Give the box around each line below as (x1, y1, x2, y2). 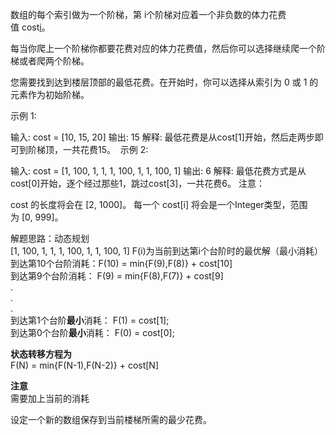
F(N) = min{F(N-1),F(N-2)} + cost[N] (10, 359, 160, 371)
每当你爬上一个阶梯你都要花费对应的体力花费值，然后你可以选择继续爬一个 (10, 43, 317, 54)
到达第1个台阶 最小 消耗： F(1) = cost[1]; (10, 314, 170, 326)
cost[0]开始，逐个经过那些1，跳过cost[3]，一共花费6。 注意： (10, 178, 265, 189)
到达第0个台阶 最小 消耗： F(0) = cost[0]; (10, 327, 175, 338)
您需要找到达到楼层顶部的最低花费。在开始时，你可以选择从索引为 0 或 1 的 (10, 76, 319, 88)
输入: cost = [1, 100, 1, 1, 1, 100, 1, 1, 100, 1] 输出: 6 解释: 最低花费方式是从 (10, 165, 307, 177)
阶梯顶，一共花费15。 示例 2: (27, 144, 149, 155)
